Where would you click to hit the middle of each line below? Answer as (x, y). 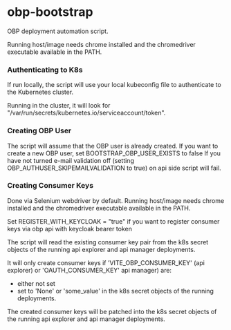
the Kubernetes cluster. (40, 92)
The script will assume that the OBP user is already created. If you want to (113, 146)
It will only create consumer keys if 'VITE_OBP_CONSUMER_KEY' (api (106, 262)
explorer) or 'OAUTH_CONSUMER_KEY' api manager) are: (89, 270)
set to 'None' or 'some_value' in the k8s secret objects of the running (115, 291)
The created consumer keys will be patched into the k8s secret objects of (112, 311)
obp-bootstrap (50, 12)
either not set (36, 283)
